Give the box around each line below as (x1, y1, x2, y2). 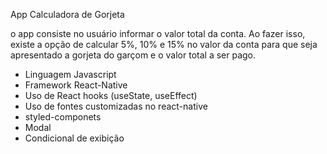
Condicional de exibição (24, 132, 125, 144)
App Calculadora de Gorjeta (10, 9, 125, 20)
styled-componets (24, 111, 102, 123)
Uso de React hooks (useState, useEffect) (24, 90, 198, 101)
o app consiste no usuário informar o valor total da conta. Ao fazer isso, (10, 28, 306, 39)
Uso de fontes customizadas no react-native (24, 100, 208, 112)
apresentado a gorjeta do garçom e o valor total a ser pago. (10, 49, 257, 61)
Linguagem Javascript (24, 69, 117, 80)
